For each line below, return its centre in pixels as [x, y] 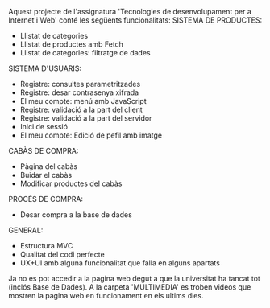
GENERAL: [26, 230]
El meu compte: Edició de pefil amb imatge [91, 135]
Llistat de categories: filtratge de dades [85, 53]
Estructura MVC [46, 246]
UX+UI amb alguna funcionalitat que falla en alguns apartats [120, 263]
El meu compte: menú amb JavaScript [83, 101]
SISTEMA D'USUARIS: [45, 68]
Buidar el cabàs [46, 175]
